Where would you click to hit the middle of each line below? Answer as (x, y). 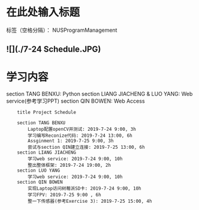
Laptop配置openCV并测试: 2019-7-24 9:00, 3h (82, 130)
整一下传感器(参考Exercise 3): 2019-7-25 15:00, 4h (90, 202)
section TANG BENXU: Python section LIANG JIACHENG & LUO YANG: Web (99, 94)
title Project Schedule (47, 112)
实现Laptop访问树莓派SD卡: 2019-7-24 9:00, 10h (85, 189)
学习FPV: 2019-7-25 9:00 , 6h (64, 195)
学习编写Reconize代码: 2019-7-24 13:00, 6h (80, 136)
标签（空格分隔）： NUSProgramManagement (62, 30)
